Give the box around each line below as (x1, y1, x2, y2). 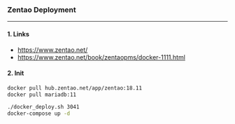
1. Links (7, 29, 29, 38)
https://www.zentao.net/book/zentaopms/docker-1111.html (17, 53, 185, 61)
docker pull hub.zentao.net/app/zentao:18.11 (7, 84, 142, 92)
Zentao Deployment (7, 5, 77, 15)
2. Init (7, 69, 24, 78)
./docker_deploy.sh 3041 (7, 104, 80, 111)
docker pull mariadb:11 (7, 91, 77, 98)
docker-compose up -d (7, 110, 71, 117)
